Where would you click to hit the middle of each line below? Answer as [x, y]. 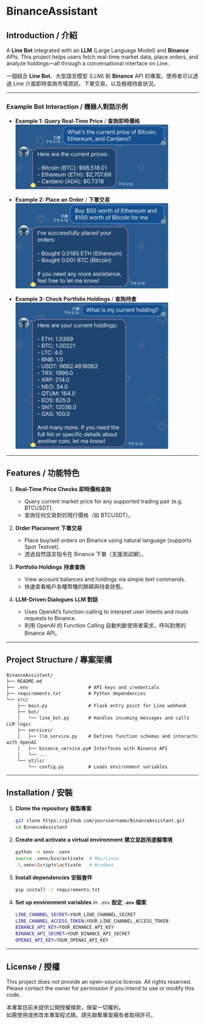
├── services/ [35, 730]
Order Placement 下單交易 [49, 528]
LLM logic [19, 724]
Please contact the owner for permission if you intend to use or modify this [100, 988]
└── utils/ [31, 761]
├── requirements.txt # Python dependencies [76, 693]
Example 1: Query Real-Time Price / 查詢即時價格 [77, 121]
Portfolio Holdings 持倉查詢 [50, 567]
